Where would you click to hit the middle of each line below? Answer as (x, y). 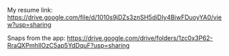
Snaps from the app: (36, 38)
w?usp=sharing (29, 25)
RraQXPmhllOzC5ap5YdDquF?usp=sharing (68, 45)
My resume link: (30, 10)
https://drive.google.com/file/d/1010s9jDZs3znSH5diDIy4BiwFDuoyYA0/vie (114, 17)
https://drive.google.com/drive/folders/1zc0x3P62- (140, 38)
